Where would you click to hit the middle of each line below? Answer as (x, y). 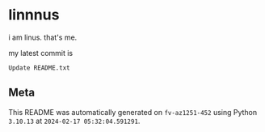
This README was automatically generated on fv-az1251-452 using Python (133, 112)
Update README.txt (39, 68)
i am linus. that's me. (43, 37)
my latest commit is (41, 53)
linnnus (34, 15)
